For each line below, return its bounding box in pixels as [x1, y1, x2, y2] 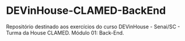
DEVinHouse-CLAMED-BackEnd [6, 4, 166, 17]
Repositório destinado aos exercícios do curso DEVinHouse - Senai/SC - [6, 23, 180, 30]
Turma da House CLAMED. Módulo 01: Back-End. [6, 29, 124, 36]
